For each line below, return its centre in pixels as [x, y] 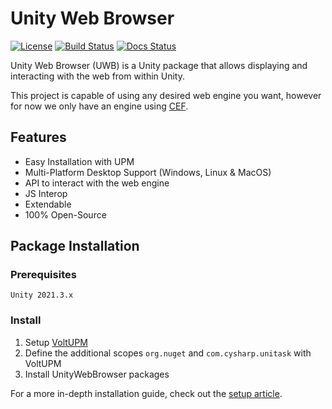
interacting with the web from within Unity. [97, 76]
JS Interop [46, 193]
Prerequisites [43, 275]
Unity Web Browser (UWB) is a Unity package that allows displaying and [159, 65]
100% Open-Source [65, 214]
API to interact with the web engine [97, 183]
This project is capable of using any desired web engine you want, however [166, 95]
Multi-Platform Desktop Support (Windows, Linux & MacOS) [148, 172]
